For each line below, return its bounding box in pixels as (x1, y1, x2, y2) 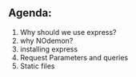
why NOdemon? (19, 36, 74, 45)
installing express (19, 44, 78, 54)
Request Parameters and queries (19, 52, 129, 62)
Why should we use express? (19, 27, 117, 37)
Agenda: (8, 6, 52, 20)
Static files (19, 61, 55, 71)
